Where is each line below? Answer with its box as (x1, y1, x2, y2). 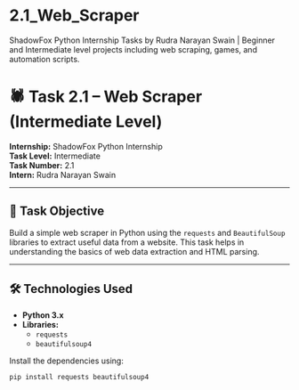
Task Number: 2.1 (9, 159, 75, 170)
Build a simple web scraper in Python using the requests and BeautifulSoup (9, 227, 286, 238)
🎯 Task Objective (9, 204, 105, 219)
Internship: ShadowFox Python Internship (9, 141, 163, 151)
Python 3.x (21, 309, 64, 321)
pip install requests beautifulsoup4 (9, 372, 149, 381)
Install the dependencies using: (9, 355, 125, 366)
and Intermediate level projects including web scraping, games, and (9, 44, 258, 54)
